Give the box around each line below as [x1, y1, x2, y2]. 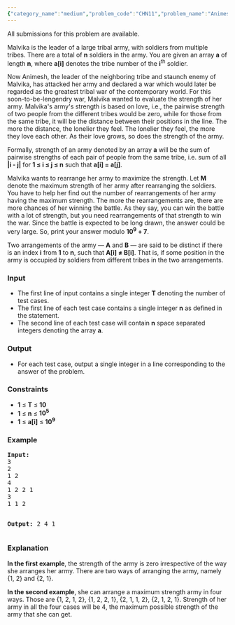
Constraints [7, 384, 49, 394]
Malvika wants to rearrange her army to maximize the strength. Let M [7, 174, 207, 183]
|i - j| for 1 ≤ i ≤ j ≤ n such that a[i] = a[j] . [7, 160, 122, 169]
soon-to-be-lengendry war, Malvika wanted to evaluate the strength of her [7, 95, 222, 104]
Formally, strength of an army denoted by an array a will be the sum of [7, 146, 210, 154]
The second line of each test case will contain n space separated [17, 319, 206, 328]
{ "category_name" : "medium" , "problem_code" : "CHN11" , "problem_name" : [7, 10, 208, 17]
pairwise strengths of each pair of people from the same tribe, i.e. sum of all [7, 153, 227, 162]
